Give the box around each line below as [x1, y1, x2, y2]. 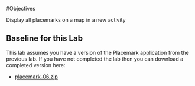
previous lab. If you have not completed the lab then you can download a [6, 55, 184, 62]
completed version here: [6, 61, 66, 68]
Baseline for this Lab [6, 34, 83, 44]
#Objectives [6, 5, 35, 12]
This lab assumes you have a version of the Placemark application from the [6, 49, 189, 56]
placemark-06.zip [14, 73, 58, 80]
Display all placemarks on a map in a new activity [6, 16, 126, 23]
